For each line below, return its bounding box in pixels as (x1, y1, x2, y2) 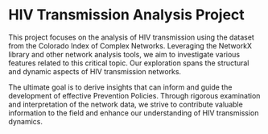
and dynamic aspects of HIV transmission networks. (8, 66, 182, 76)
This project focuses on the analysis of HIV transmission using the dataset (8, 32, 255, 42)
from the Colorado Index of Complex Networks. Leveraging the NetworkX (8, 40, 252, 50)
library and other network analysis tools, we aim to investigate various (8, 49, 241, 59)
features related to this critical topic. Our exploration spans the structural (8, 58, 249, 68)
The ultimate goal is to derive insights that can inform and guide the (8, 82, 233, 92)
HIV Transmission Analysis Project (8, 6, 245, 24)
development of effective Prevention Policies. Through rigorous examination (8, 90, 261, 100)
